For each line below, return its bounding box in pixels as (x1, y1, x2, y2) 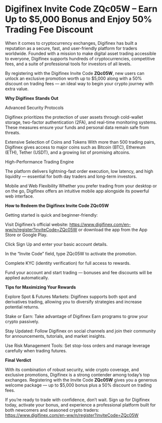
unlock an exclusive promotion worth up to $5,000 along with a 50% (5, 75, 142, 81)
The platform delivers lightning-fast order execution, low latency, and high (5, 168, 153, 174)
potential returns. (5, 304, 40, 310)
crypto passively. (5, 318, 39, 324)
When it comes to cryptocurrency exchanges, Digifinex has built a (5, 40, 137, 46)
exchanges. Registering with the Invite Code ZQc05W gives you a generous (5, 377, 157, 383)
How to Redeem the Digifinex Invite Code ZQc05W (5, 202, 109, 208)
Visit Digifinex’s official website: (5, 221, 69, 227)
